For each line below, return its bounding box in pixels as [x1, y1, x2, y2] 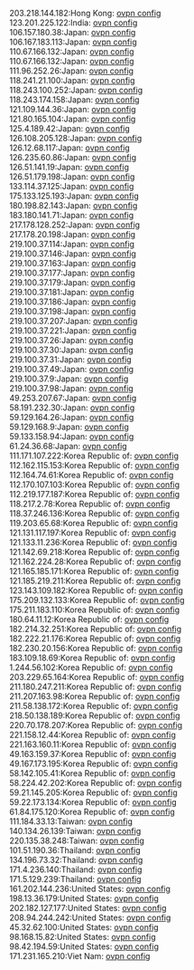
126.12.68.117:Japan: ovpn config [9, 142, 131, 153]
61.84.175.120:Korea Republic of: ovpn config [9, 806, 176, 817]
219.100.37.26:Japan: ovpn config [9, 335, 134, 345]
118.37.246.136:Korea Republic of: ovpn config [9, 508, 180, 519]
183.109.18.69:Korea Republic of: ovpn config [9, 652, 176, 663]
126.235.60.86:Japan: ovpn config [9, 152, 137, 162]
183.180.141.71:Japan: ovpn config [9, 210, 134, 220]
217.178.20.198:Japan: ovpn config [9, 229, 136, 239]
